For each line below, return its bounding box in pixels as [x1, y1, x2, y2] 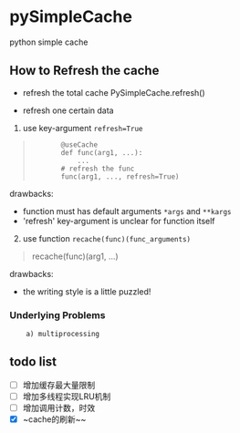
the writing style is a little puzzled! [22, 285, 151, 297]
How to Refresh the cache [9, 63, 160, 78]
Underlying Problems [9, 308, 106, 321]
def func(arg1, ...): [60, 148, 143, 157]
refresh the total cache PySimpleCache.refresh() [22, 87, 205, 98]
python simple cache [9, 36, 89, 47]
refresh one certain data [22, 105, 114, 116]
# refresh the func [60, 164, 135, 173]
